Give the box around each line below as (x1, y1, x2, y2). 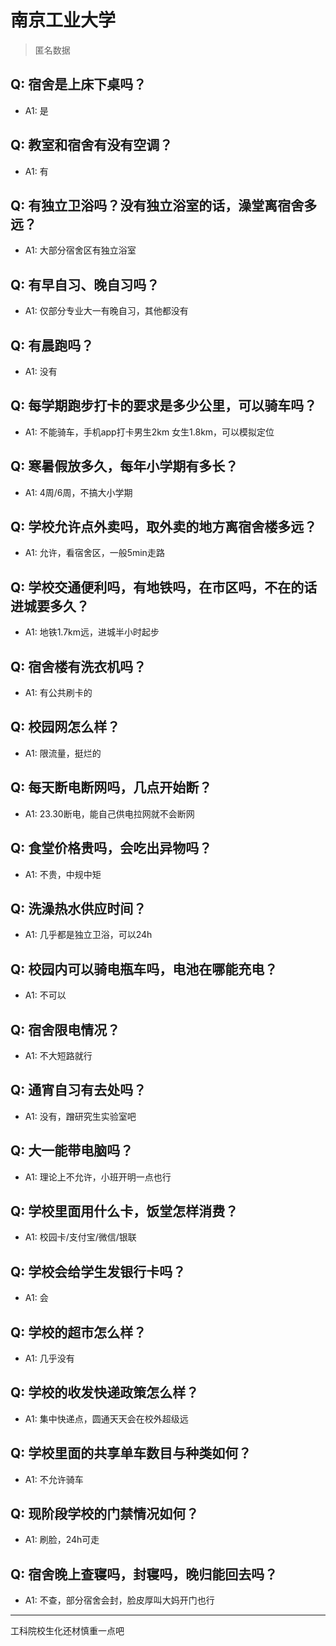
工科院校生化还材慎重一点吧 (10, 1625, 125, 1637)
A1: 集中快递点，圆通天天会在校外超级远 (24, 1412, 189, 1425)
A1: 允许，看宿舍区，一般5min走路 (24, 547, 165, 559)
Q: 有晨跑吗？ (10, 337, 95, 354)
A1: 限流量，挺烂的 (24, 747, 102, 759)
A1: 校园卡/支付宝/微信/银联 (24, 1231, 137, 1243)
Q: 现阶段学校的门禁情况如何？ (10, 1506, 200, 1523)
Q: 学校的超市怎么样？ (10, 1324, 147, 1341)
